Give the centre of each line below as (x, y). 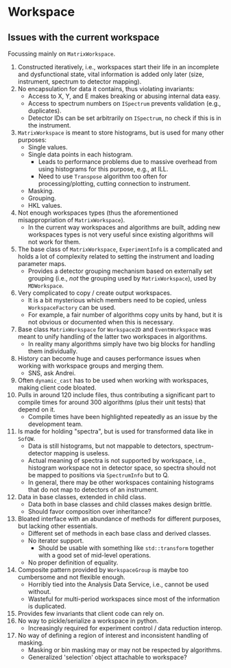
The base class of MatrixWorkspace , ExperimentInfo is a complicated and (120, 249)
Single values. (48, 147)
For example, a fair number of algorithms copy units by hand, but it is (125, 315)
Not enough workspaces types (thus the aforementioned (98, 213)
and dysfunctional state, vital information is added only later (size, (111, 74)
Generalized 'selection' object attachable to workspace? (107, 657)
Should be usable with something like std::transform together (126, 548)
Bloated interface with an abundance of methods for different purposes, (119, 519)
